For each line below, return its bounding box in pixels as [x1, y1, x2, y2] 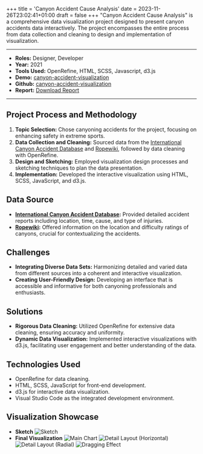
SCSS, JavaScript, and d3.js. [14, 177, 86, 184]
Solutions [6, 306, 43, 316]
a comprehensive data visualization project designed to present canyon [6, 18, 184, 25]
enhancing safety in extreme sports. [14, 132, 105, 139]
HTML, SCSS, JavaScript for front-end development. [14, 382, 146, 389]
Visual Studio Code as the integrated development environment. [14, 395, 175, 402]
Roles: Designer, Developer [14, 54, 83, 62]
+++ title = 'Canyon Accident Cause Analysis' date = [6, 5, 137, 12]
